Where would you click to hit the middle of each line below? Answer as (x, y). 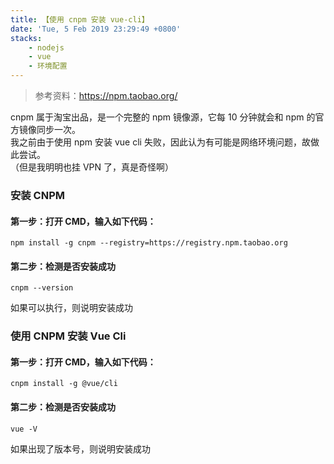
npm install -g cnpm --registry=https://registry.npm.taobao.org (149, 243)
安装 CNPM (38, 195)
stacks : (26, 38)
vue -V (24, 429)
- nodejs (46, 47)
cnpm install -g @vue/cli (64, 384)
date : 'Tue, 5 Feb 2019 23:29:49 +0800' (96, 29)
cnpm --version (42, 288)
